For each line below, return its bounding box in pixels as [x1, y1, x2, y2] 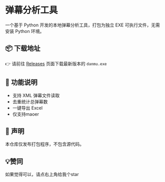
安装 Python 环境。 [5, 28, 44, 34]
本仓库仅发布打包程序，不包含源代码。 [5, 141, 84, 147]
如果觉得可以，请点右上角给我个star [5, 172, 79, 178]
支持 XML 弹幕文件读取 [12, 92, 60, 98]
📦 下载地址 [5, 44, 41, 53]
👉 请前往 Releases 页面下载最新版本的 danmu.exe [5, 60, 107, 66]
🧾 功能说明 [5, 78, 37, 87]
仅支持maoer [12, 111, 39, 117]
